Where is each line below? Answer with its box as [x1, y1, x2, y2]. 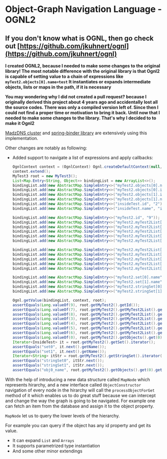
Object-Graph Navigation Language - [5, 3, 162, 15]
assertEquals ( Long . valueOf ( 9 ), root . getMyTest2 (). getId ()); [12, 302, 140, 308]
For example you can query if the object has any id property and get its [5, 422, 151, 428]
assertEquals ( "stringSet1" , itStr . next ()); [12, 363, 105, 368]
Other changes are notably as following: [5, 145, 87, 151]
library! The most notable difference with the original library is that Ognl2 [5, 68, 160, 74]
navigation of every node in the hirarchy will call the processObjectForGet [5, 387, 155, 393]
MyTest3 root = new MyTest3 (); [12, 173, 78, 178]
